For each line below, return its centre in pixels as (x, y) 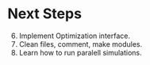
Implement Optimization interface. (75, 36)
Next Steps (45, 14)
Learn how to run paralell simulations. (80, 52)
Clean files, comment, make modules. (81, 44)
